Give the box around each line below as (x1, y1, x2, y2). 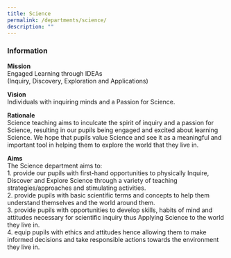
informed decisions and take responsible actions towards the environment (7, 235, 219, 243)
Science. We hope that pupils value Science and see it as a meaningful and (7, 133, 222, 141)
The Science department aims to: (7, 161, 103, 170)
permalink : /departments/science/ (7, 17, 108, 24)
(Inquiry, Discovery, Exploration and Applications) (7, 76, 149, 85)
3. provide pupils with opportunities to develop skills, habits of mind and (7, 206, 213, 214)
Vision (7, 90, 26, 98)
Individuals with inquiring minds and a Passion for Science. (7, 97, 176, 106)
